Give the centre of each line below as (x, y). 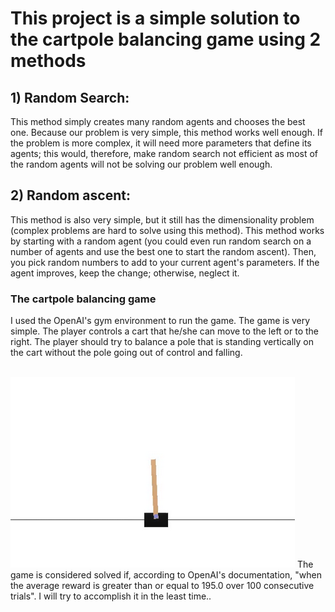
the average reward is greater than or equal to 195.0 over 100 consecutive (162, 586)
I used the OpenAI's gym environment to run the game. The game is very (160, 321)
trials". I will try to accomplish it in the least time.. (111, 596)
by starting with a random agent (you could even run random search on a (161, 241)
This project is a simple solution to (155, 18)
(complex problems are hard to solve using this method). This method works (167, 230)
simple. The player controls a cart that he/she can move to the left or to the (165, 331)
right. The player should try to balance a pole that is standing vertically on (162, 342)
